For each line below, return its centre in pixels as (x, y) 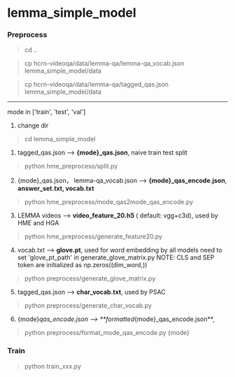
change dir (33, 126)
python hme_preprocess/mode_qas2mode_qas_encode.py (109, 202)
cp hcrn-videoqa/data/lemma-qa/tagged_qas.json (97, 85)
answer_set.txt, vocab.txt (56, 188)
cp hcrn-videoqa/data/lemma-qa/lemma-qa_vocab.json (104, 64)
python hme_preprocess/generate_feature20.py (93, 236)
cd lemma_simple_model (60, 139)
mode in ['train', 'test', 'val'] (47, 112)
